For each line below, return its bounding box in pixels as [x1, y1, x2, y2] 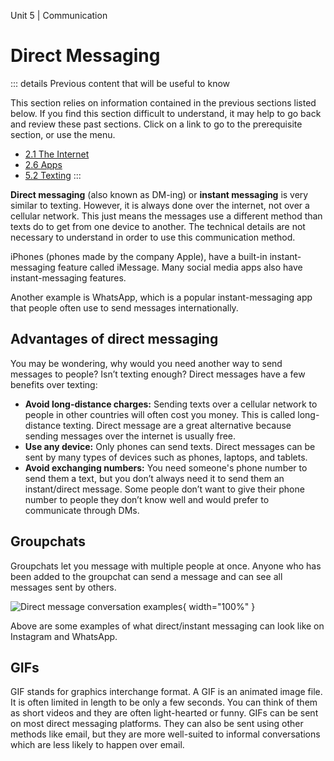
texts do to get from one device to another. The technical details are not [10, 220, 306, 232]
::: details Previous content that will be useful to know [10, 77, 230, 89]
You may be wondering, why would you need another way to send [10, 357, 283, 369]
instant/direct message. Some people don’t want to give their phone [24, 483, 305, 495]
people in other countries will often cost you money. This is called [24, 408, 296, 420]
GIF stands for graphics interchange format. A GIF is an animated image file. [10, 686, 323, 698]
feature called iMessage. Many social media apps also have [57, 261, 303, 273]
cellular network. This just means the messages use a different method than [10, 210, 323, 222]
